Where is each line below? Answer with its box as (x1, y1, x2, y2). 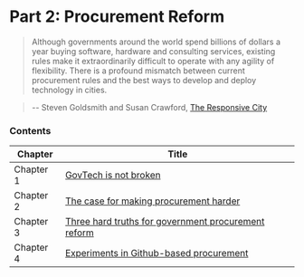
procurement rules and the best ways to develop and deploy (31, 74, 257, 85)
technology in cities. (31, 84, 108, 95)
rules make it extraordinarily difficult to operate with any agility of (31, 55, 275, 66)
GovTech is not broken (64, 169, 161, 182)
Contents (9, 124, 52, 137)
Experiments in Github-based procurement (64, 247, 249, 260)
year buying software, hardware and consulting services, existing (31, 45, 276, 56)
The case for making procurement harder (64, 195, 241, 207)
